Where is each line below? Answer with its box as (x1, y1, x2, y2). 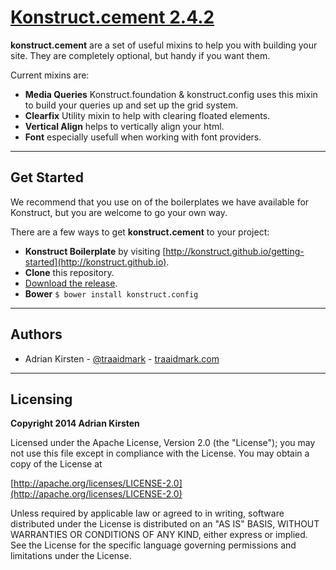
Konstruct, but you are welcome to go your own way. (10, 206, 228, 218)
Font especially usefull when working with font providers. (24, 131, 262, 143)
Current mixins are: (10, 69, 90, 81)
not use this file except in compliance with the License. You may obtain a (10, 447, 310, 460)
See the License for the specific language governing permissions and (10, 539, 297, 551)
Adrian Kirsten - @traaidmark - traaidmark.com (24, 352, 220, 365)
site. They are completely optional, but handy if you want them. (10, 49, 271, 61)
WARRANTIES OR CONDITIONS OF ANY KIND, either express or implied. (10, 529, 308, 541)
